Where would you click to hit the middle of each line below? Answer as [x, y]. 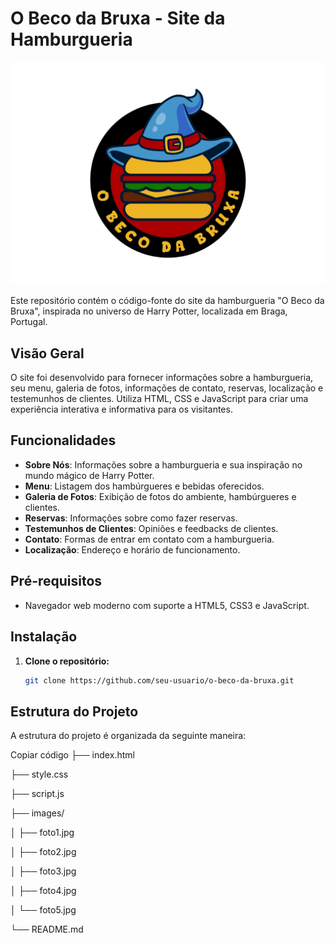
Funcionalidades [63, 440]
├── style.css [39, 774]
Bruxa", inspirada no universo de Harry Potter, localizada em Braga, [149, 311]
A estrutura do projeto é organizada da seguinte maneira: [128, 736]
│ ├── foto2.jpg [43, 852]
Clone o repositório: [67, 661]
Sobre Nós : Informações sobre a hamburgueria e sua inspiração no [163, 464]
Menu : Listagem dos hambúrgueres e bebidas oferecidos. [144, 486]
